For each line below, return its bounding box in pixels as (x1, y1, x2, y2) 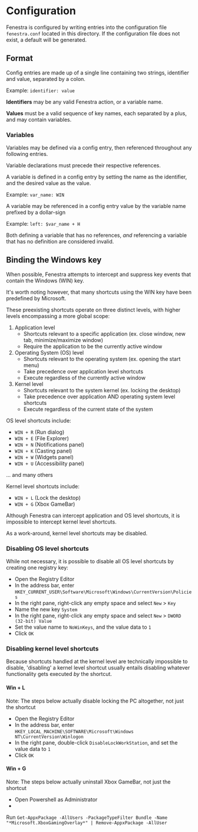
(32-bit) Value (14, 619, 52, 625)
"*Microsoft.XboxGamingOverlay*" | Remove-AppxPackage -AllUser (6, 820, 167, 825)
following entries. (6, 151, 48, 158)
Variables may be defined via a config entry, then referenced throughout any (6, 144, 192, 151)
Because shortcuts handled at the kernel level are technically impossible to (6, 658, 188, 665)
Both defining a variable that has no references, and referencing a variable (6, 232, 187, 239)
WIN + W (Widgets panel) (14, 453, 74, 460)
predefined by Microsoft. (6, 294, 67, 302)
